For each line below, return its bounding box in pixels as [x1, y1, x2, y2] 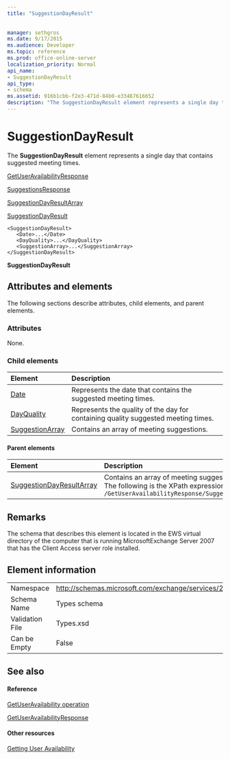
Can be [10, 634, 34, 644]
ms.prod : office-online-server [7, 55, 97, 62]
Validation [10, 614, 42, 624]
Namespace [10, 584, 50, 593]
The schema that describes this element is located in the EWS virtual [7, 530, 201, 538]
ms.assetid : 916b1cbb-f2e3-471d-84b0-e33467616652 [7, 93, 155, 100]
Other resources [7, 729, 55, 737]
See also [7, 666, 44, 677]
